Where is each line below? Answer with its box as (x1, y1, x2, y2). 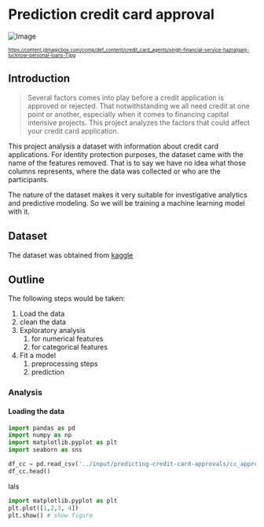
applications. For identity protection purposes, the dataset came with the (8, 149, 244, 159)
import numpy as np (8, 431, 72, 439)
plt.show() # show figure (8, 511, 93, 519)
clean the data (19, 317, 67, 327)
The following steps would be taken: (8, 294, 126, 303)
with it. (8, 207, 30, 216)
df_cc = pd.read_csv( (8, 460, 79, 468)
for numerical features (31, 334, 104, 343)
